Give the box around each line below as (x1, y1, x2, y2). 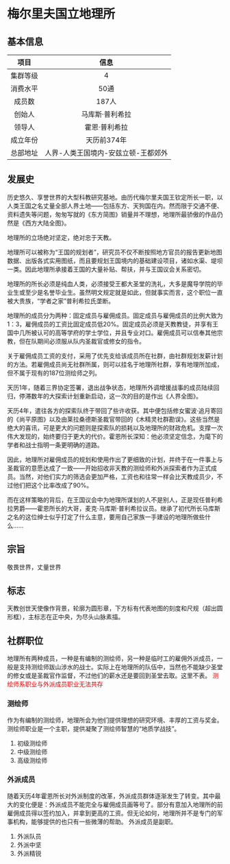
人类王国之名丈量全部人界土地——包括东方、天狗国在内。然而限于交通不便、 (7, 202, 223, 210)
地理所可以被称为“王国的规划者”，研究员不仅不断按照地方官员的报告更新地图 (7, 248, 222, 256)
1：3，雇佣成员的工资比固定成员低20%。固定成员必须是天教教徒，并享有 (7, 320, 213, 328)
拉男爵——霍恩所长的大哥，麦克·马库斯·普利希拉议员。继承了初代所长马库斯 (7, 504, 221, 512)
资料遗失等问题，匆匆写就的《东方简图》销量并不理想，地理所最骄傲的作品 (7, 210, 217, 218)
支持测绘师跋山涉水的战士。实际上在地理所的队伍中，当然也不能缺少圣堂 (18, 663, 223, 671)
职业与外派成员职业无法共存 (25, 680, 103, 688)
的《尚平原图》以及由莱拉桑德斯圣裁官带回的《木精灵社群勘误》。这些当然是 (7, 415, 220, 423)
